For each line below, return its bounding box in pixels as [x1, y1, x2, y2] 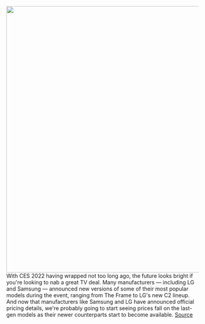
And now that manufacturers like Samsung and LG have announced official [6, 298, 194, 305]
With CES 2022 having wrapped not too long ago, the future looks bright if [6, 272, 193, 280]
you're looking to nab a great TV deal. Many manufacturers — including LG [6, 279, 195, 286]
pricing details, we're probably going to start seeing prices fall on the [6, 305, 180, 312]
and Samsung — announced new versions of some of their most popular [6, 285, 189, 292]
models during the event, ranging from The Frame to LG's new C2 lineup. [6, 292, 190, 298]
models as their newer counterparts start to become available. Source [17, 311, 193, 318]
